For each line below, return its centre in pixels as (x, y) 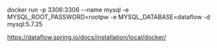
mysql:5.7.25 (25, 24)
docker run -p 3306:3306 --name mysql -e (68, 10)
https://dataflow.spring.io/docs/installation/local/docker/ (87, 37)
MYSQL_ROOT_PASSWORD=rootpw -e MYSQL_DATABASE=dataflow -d (109, 17)
